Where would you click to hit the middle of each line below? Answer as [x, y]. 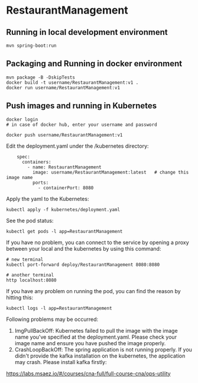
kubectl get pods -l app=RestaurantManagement [64, 231]
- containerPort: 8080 [66, 188]
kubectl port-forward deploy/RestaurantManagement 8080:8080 [83, 264]
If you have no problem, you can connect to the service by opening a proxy [98, 242]
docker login [22, 119]
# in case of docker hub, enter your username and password [82, 125]
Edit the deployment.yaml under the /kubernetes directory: [77, 146]
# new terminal [25, 259]
